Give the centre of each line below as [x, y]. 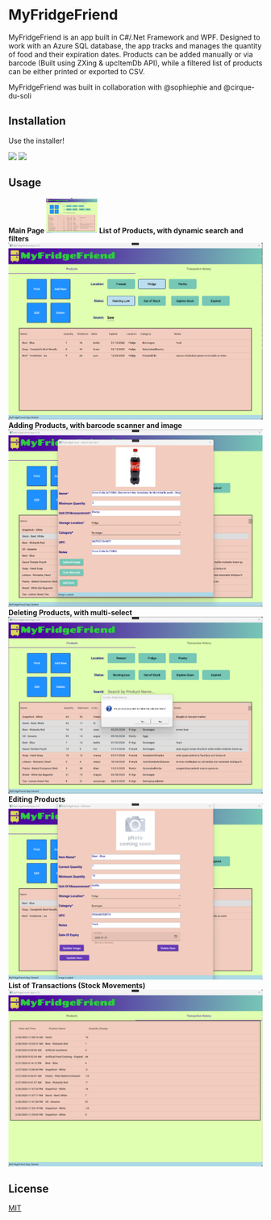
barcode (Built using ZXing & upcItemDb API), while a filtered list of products [135, 63]
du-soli [20, 95]
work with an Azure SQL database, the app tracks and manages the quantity [135, 45]
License [29, 1189]
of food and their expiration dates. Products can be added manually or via [131, 54]
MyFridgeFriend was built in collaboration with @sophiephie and [115, 87]
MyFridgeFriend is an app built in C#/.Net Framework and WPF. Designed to [134, 37]
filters [19, 239]
